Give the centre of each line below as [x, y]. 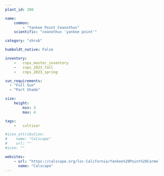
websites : [15, 156]
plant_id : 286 [20, 10]
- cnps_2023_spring [36, 72]
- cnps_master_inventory [41, 63]
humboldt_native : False [29, 50]
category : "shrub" [24, 41]
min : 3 [29, 108]
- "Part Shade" [25, 90]
